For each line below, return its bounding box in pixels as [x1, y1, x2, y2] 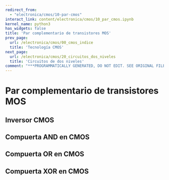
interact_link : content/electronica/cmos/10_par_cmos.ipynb [5, 17, 134, 22]
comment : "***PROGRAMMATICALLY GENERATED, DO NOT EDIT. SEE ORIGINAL [5, 63, 154, 68]
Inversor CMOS [5, 116, 54, 124]
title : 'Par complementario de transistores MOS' [5, 31, 112, 36]
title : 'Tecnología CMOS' [10, 45, 64, 50]
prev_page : [5, 36, 28, 41]
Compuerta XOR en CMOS [5, 167, 89, 175]
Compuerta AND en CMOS [5, 133, 90, 141]
